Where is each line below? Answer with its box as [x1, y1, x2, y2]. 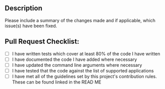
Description [5, 4, 42, 13]
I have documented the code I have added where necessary [12, 56, 137, 62]
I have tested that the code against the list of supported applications [12, 67, 154, 73]
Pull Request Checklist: [5, 37, 79, 46]
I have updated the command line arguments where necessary [12, 62, 142, 68]
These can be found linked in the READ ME [12, 79, 101, 85]
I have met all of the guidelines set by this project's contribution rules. [12, 73, 157, 79]
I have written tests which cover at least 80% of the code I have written [12, 50, 160, 57]
